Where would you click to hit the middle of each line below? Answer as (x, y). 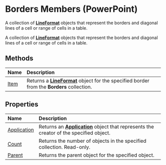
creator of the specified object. (75, 133)
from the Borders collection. (59, 86)
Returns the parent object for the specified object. (97, 155)
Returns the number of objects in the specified (93, 141)
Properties (22, 104)
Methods (19, 59)
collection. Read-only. (64, 147)
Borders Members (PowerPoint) (71, 9)
